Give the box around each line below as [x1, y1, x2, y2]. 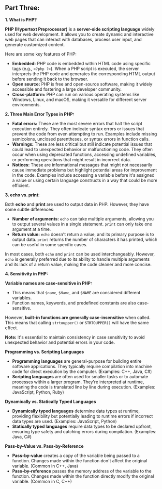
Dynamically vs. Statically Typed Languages [5, 398, 96, 405]
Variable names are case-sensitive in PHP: [5, 280, 92, 286]
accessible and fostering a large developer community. [12, 86, 122, 92]
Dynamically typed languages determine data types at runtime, [12, 408, 140, 414]
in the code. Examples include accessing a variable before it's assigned [12, 172, 155, 178]
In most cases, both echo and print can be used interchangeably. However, [5, 251, 155, 257]
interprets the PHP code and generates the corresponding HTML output [12, 70, 156, 77]
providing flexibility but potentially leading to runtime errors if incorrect [12, 413, 153, 419]
